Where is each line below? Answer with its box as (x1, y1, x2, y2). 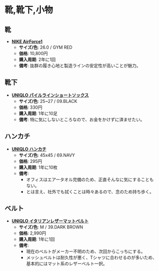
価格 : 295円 (18, 158, 42, 164)
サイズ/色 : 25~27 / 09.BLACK (18, 98, 77, 104)
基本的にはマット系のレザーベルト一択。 (26, 261, 107, 267)
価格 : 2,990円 (18, 230, 47, 236)
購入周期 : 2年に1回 (18, 57, 56, 62)
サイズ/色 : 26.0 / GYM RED (18, 44, 72, 50)
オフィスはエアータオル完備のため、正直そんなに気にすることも (26, 176, 154, 182)
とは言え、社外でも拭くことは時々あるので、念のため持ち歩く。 (26, 189, 154, 194)
